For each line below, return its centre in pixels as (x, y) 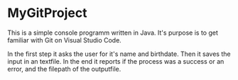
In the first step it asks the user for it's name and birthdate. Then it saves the (119, 54)
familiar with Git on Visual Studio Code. (65, 40)
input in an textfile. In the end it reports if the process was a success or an (116, 61)
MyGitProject (47, 13)
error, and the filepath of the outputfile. (64, 69)
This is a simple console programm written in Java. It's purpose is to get (113, 33)
